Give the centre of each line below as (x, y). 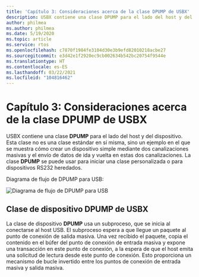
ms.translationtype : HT (36, 61)
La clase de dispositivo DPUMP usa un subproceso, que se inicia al (88, 224)
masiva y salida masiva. (35, 268)
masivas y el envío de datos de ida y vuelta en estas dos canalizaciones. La (99, 155)
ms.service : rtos (28, 45)
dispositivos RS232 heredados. (44, 168)
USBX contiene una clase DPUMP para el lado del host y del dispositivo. (94, 136)
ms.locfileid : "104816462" (40, 78)
